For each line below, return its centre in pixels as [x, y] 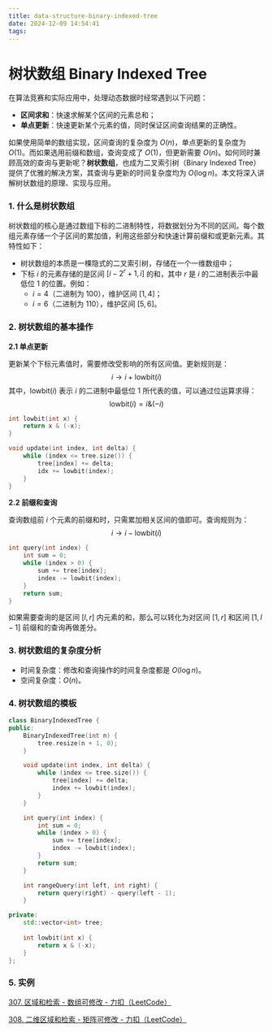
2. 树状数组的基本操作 [51, 327]
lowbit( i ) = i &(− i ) [136, 404]
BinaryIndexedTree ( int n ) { [70, 735]
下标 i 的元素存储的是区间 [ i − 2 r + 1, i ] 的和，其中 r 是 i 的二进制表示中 [136, 273]
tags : [17, 31]
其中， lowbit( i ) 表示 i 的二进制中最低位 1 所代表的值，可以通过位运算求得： [132, 390]
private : [23, 915]
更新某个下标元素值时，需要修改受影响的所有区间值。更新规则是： [119, 363]
